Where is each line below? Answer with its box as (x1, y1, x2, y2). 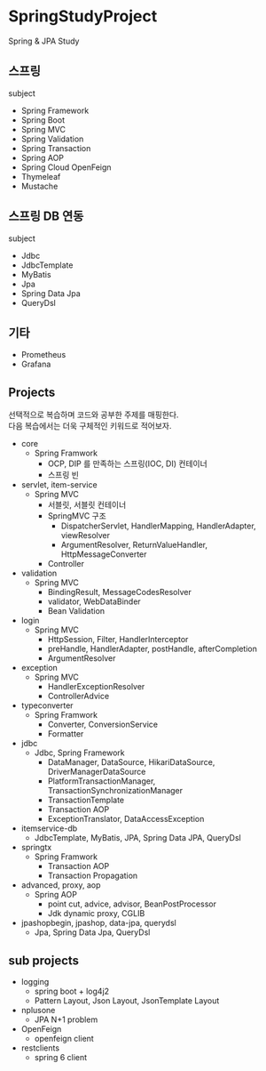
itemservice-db (20, 823, 78, 833)
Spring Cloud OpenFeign (20, 162, 112, 173)
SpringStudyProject (8, 6, 158, 27)
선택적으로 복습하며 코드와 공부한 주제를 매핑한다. (8, 409, 179, 420)
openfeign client (34, 1034, 94, 1043)
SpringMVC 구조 (47, 511, 107, 521)
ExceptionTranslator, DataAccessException (47, 814, 205, 825)
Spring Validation (20, 133, 84, 144)
